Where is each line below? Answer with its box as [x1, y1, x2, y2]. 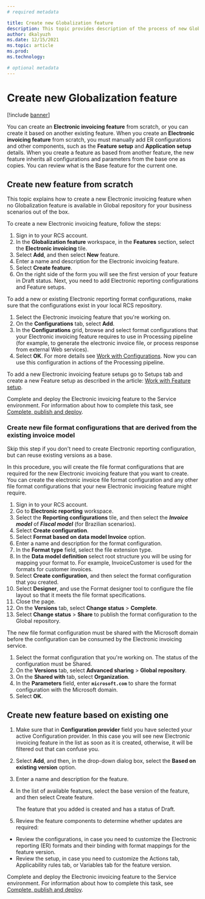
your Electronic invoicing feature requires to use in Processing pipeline [15, 333, 193, 341]
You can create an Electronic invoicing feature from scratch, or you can [7, 123, 189, 130]
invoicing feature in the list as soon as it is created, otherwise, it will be [15, 739, 193, 746]
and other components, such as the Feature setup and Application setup [7, 142, 192, 150]
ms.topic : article [7, 43, 54, 49]
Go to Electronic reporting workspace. [15, 507, 114, 515]
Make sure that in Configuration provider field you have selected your [15, 726, 193, 734]
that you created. [15, 578, 59, 586]
